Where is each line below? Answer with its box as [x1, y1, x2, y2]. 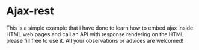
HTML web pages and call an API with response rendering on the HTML [6, 30, 185, 37]
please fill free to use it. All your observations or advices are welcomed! [6, 37, 184, 44]
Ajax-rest [6, 4, 54, 18]
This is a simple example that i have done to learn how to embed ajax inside [6, 24, 194, 31]
